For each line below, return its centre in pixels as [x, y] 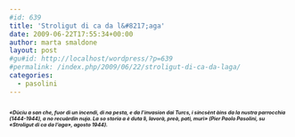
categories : [31, 76]
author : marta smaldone [53, 42]
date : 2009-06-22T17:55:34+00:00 [71, 34]
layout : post [33, 51]
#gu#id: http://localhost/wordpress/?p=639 [91, 59]
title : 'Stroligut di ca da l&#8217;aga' [87, 26]
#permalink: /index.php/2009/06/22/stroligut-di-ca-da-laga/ [125, 68]
